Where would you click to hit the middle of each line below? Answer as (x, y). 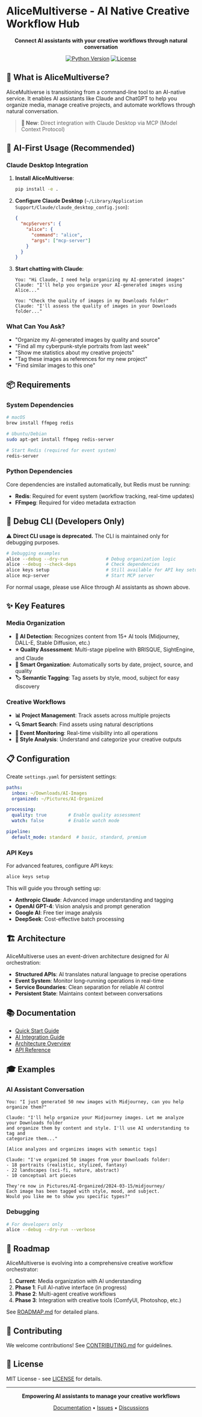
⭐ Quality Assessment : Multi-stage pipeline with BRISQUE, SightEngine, (105, 649)
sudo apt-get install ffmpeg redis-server (60, 439)
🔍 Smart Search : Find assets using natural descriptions (84, 724)
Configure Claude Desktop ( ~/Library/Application (79, 201)
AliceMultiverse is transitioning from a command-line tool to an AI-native (96, 92)
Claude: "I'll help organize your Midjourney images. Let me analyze (95, 1118)
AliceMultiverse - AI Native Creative (98, 11)
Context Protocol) (43, 129)
